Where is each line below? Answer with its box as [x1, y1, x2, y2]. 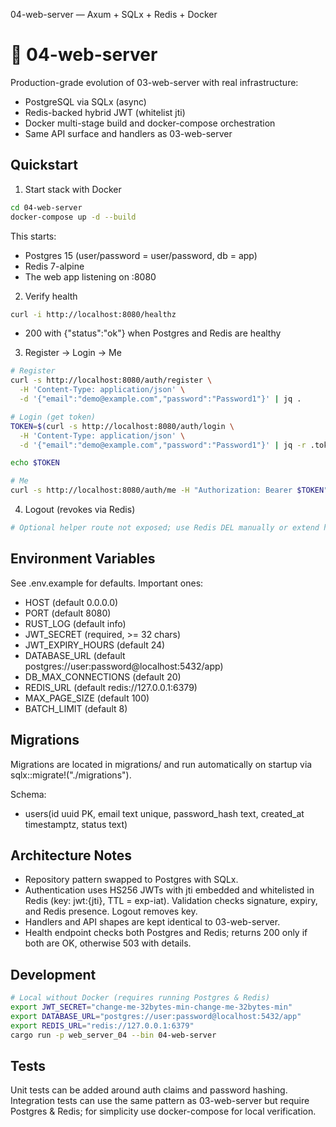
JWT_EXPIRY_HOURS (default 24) [24, 639, 166, 651]
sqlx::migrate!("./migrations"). [10, 769, 132, 781]
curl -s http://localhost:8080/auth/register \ [10, 375, 213, 386]
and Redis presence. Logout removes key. [24, 905, 198, 918]
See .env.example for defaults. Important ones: [10, 577, 204, 589]
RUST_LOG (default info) [24, 617, 127, 629]
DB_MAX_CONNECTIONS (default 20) [24, 670, 182, 683]
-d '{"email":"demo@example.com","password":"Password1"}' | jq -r [19, 440, 307, 450]
